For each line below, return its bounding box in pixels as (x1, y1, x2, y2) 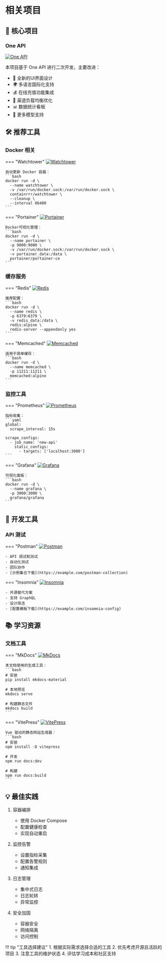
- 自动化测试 (5, 559, 29, 564)
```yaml (5, 418, 22, 423)
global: (5, 422, 22, 428)
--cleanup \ (10, 196, 36, 201)
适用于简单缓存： (5, 351, 36, 356)
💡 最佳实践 (5, 792, 39, 801)
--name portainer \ (10, 238, 51, 243)
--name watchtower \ (10, 183, 53, 188)
